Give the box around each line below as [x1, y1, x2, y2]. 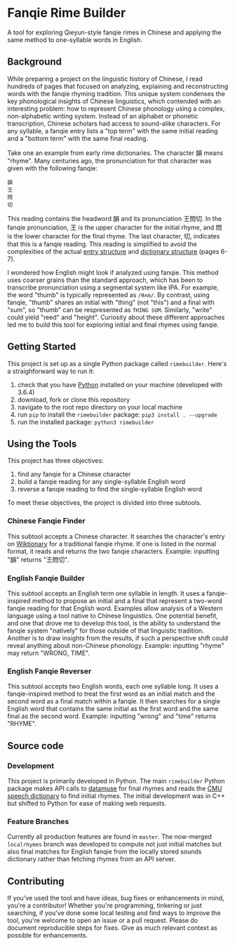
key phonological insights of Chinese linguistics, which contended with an [7, 97, 221, 105]
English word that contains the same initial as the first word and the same [7, 705, 219, 713]
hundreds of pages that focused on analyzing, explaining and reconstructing [7, 82, 229, 90]
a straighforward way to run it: [7, 367, 95, 375]
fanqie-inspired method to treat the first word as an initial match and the [7, 689, 215, 698]
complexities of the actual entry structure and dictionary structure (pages [7, 247, 220, 255]
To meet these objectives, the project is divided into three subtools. [7, 499, 202, 507]
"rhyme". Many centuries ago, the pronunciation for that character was [7, 156, 212, 165]
